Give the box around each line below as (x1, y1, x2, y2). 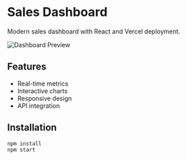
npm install (7, 140, 42, 147)
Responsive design (17, 94, 72, 102)
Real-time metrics (17, 79, 69, 88)
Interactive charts (17, 86, 68, 95)
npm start (7, 147, 36, 154)
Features (7, 61, 47, 73)
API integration (17, 102, 60, 110)
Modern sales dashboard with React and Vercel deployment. (7, 27, 181, 35)
